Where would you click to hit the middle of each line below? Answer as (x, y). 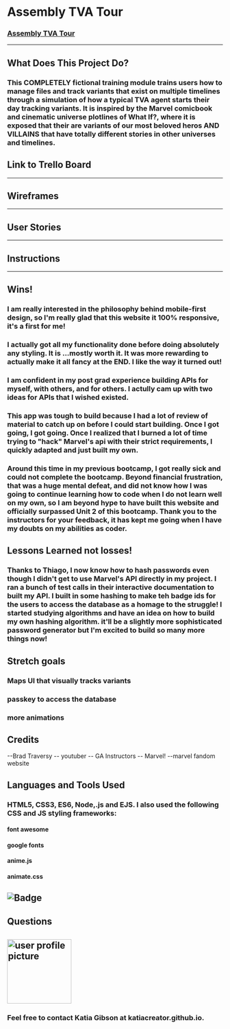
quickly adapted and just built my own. (73, 450)
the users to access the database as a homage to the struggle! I (115, 604)
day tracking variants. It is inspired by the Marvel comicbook (110, 108)
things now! (27, 639)
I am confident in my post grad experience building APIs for (108, 380)
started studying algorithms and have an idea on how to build (111, 613)
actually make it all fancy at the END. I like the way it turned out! (115, 362)
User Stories (34, 227)
